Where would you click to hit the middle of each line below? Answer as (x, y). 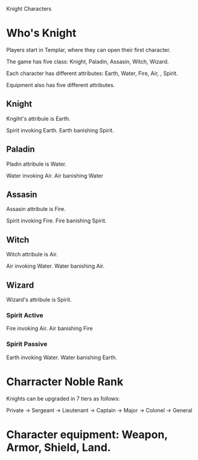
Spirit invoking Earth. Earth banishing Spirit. (60, 130)
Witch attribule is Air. (32, 254)
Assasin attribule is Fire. (36, 209)
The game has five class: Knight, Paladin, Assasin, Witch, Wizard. (88, 61)
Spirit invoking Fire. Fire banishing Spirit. (56, 221)
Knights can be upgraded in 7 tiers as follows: (63, 398)
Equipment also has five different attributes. (61, 85)
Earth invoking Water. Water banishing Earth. (62, 357)
